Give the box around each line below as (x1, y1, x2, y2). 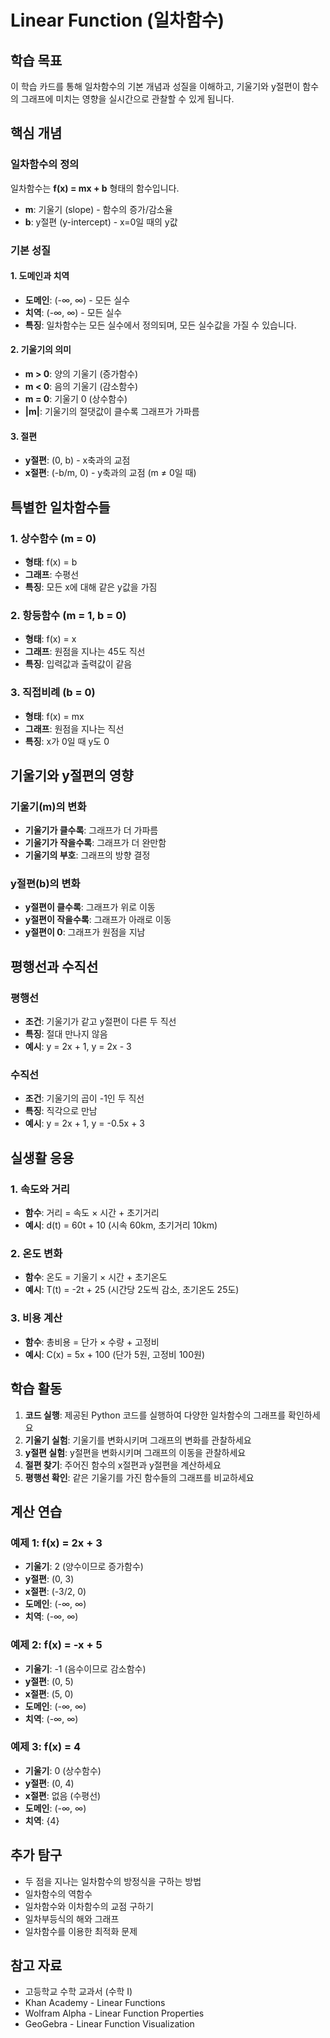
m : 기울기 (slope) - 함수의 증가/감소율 (24, 203, 173, 215)
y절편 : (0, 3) (24, 1573, 75, 1585)
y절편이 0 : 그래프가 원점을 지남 (24, 926, 146, 938)
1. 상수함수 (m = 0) (10, 531, 97, 545)
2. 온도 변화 (10, 1247, 63, 1261)
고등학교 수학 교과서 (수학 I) (24, 1986, 133, 1998)
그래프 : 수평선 (24, 568, 80, 580)
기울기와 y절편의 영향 (10, 767, 134, 784)
